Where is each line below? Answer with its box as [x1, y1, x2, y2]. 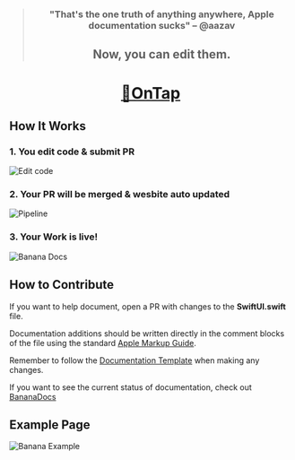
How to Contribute [9, 277, 115, 292]
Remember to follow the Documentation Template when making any [9, 354, 260, 366]
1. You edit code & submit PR [9, 145, 135, 158]
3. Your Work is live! [9, 230, 99, 243]
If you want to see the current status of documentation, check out [9, 381, 253, 393]
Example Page [9, 417, 91, 432]
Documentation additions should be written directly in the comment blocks [9, 327, 285, 339]
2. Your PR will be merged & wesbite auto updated [9, 188, 230, 201]
